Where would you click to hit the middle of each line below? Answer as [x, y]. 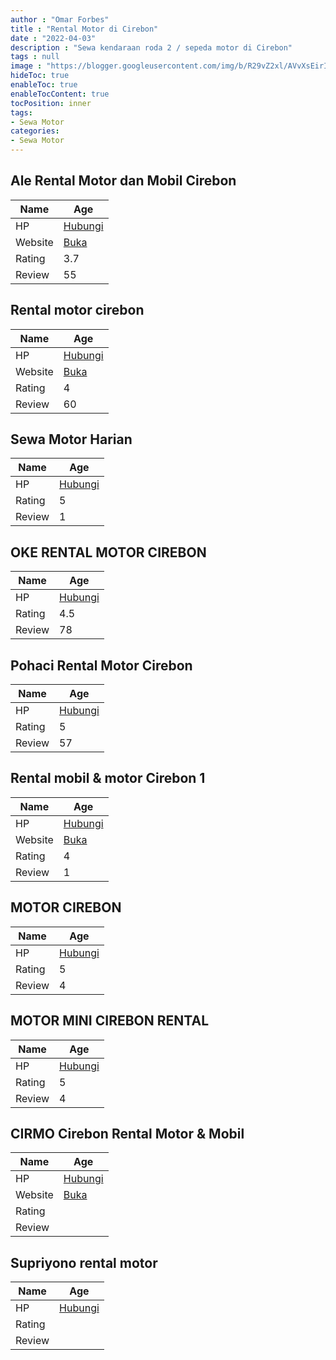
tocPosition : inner [51, 103]
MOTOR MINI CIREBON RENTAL [109, 1021]
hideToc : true [40, 76]
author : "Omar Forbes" [60, 19]
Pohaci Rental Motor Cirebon [101, 665]
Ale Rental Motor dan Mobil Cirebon [123, 181]
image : [26, 66]
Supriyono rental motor [84, 1262]
